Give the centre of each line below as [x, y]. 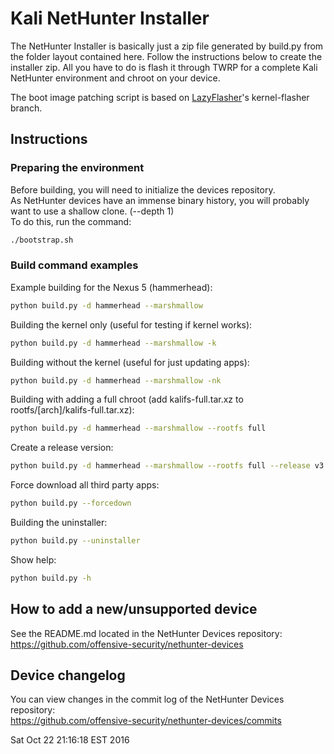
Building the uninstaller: [59, 523]
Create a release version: [62, 448]
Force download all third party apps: [85, 485]
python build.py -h [51, 578]
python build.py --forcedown [71, 503]
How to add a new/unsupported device [134, 609]
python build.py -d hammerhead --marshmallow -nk [116, 380]
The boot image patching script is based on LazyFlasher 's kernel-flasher [160, 97]
